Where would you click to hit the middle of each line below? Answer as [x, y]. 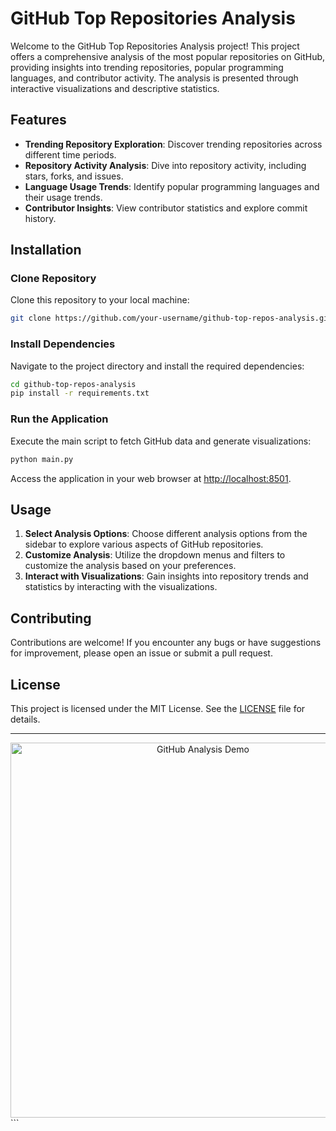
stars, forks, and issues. [74, 176]
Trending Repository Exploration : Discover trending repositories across [173, 144]
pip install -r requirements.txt [80, 393]
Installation [46, 250]
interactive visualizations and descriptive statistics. [115, 88]
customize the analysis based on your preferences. [130, 566]
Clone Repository [53, 279]
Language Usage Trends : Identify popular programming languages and [172, 186]
